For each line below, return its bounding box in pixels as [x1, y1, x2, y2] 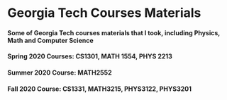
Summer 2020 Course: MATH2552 [7, 68, 112, 77]
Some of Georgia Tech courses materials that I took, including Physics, [7, 28, 221, 37]
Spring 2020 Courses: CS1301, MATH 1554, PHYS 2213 [7, 52, 172, 61]
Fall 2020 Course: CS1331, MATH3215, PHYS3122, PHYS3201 [7, 85, 192, 93]
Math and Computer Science [7, 36, 94, 44]
